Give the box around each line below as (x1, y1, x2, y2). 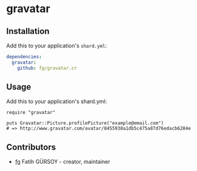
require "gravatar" (6, 110, 56, 116)
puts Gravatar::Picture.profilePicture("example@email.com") (6, 120, 164, 126)
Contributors (6, 142, 56, 152)
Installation (6, 26, 50, 36)
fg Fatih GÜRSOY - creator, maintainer (15, 158, 110, 166)
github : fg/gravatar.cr (17, 65, 78, 71)
